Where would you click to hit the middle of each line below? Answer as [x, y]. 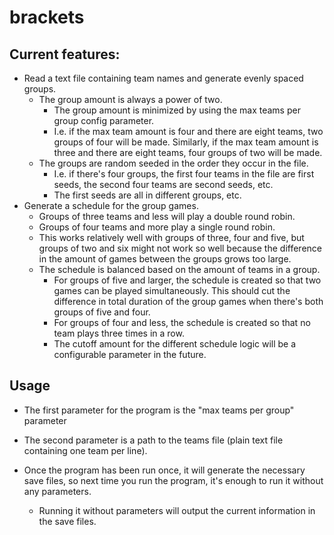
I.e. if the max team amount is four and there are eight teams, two [188, 131]
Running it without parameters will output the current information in [177, 510]
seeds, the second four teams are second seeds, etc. [163, 184]
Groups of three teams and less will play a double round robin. [167, 216]
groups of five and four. [102, 312]
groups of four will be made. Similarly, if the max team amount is [186, 142]
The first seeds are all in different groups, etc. [147, 195]
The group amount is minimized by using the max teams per [177, 110]
